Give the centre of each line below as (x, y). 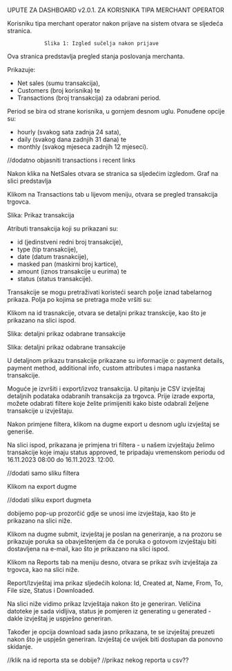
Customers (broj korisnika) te (58, 90)
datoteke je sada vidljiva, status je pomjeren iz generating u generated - (109, 611)
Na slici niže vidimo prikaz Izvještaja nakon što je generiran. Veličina (104, 604)
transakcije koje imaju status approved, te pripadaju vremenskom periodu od (116, 452)
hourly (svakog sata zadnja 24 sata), (69, 132)
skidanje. (20, 646)
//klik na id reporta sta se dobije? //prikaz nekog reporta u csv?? (98, 660)
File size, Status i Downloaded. (51, 590)
